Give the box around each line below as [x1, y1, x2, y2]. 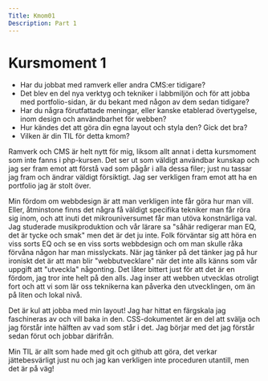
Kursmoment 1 [8, 54, 107, 72]
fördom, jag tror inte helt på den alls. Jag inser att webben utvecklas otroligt [8, 274, 259, 283]
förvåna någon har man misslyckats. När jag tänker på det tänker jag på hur [8, 248, 258, 257]
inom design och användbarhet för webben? [19, 114, 167, 124]
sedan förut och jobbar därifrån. [8, 331, 115, 341]
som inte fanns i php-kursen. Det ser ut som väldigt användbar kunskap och [8, 156, 260, 165]
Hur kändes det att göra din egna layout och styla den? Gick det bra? [19, 123, 248, 132]
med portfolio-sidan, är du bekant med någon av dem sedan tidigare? [19, 97, 250, 107]
